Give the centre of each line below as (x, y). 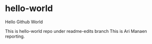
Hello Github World (24, 22)
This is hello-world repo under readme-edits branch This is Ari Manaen (76, 31)
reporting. (15, 36)
